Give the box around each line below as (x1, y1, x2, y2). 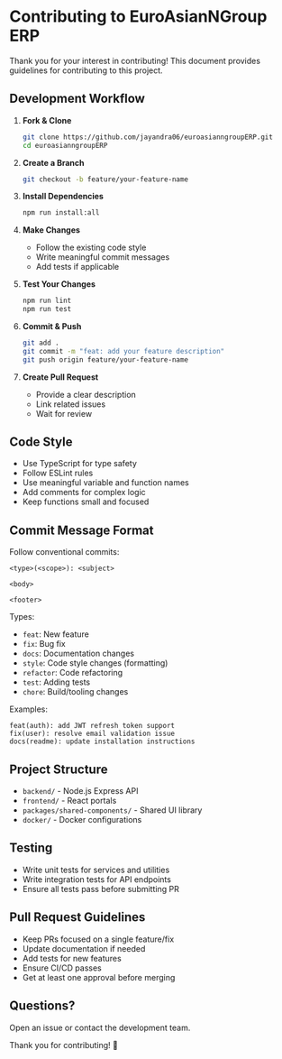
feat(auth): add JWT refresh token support (9, 722, 176, 731)
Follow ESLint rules (22, 467, 94, 479)
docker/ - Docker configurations (22, 815, 142, 825)
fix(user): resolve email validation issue (9, 729, 176, 739)
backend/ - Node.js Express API (22, 786, 139, 797)
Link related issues (35, 399, 106, 410)
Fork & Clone (22, 115, 72, 125)
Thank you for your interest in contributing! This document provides (9, 55, 261, 66)
